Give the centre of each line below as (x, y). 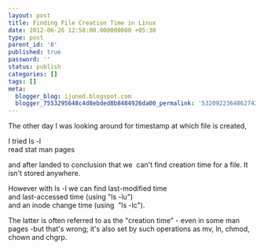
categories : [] (33, 74)
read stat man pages (42, 150)
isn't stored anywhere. (44, 174)
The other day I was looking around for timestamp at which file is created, (128, 126)
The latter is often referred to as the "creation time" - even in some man (124, 221)
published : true (35, 52)
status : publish (35, 67)
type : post (26, 37)
